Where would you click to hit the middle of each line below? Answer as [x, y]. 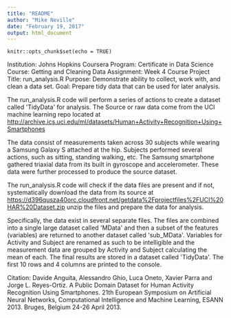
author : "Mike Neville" [41, 20]
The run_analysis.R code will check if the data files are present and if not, [111, 185]
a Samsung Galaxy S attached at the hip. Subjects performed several [105, 150]
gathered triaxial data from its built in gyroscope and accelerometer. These [113, 165]
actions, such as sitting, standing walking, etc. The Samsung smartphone [111, 157]
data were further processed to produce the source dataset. [92, 172]
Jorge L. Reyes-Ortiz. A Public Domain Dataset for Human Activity [101, 285]
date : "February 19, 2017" [46, 26]
